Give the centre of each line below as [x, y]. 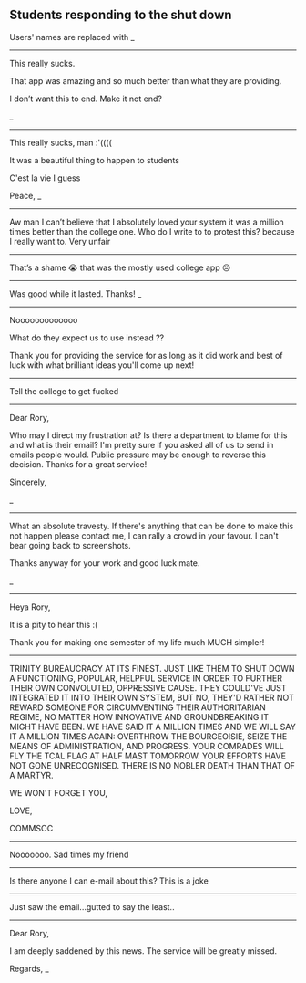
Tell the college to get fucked [64, 391]
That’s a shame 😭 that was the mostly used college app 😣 [120, 267]
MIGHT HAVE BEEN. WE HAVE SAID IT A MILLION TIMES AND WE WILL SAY [153, 727]
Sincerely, [28, 482]
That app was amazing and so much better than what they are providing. [146, 80]
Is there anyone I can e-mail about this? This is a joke [109, 881]
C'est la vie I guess [45, 178]
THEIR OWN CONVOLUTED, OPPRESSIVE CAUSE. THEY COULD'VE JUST [148, 687]
